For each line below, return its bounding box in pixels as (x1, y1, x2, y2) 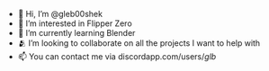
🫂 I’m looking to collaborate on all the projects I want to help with (17, 38, 261, 49)
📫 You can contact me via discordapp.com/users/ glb (17, 51, 217, 62)
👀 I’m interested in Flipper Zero (17, 18, 132, 29)
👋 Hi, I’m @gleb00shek (17, 9, 103, 19)
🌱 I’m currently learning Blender (17, 28, 136, 38)
